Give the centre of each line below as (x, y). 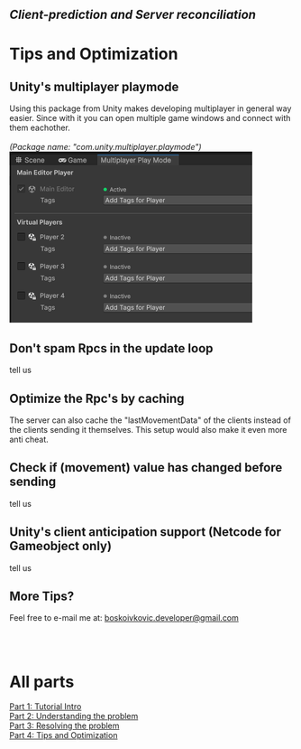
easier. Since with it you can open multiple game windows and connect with (150, 118)
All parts (42, 682)
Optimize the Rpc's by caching (97, 398)
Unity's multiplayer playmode (94, 86)
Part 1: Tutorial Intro (46, 707)
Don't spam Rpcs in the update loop (111, 348)
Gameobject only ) (61, 546)
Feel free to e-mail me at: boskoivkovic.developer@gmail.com (124, 618)
